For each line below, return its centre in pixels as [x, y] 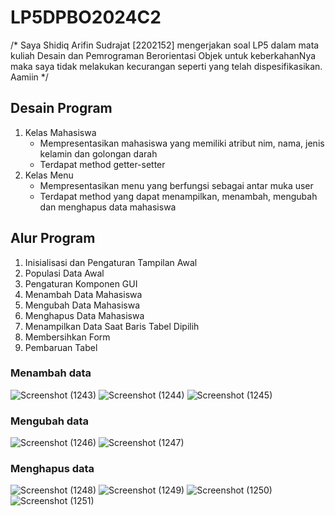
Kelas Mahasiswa [60, 132]
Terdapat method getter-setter [102, 164]
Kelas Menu [49, 175]
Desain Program [61, 108]
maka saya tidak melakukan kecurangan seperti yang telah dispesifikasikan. [166, 66]
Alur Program [53, 238]
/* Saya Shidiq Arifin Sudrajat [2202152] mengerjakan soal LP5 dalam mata [165, 45]
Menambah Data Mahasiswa [83, 294]
